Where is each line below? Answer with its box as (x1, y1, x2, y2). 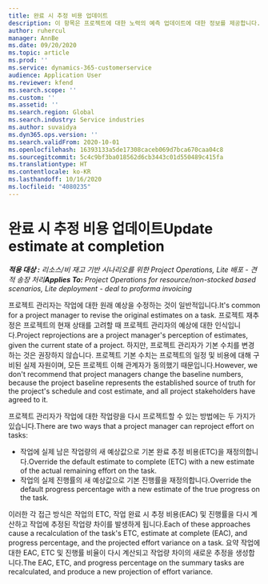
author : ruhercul (8, 26, 66, 34)
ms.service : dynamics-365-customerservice (8, 64, 152, 72)
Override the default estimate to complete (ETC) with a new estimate (28, 457, 255, 466)
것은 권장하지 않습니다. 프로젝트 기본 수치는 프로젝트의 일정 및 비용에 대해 (22, 350, 252, 360)
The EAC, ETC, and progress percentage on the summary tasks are (22, 558, 245, 567)
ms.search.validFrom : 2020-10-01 (8, 138, 120, 146)
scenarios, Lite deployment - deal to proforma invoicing (8, 283, 192, 293)
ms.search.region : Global (8, 109, 94, 117)
